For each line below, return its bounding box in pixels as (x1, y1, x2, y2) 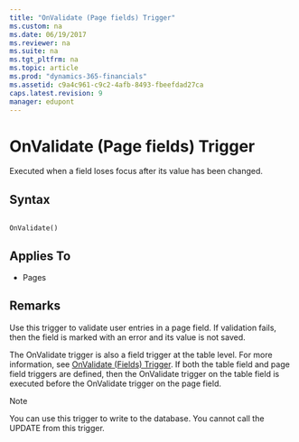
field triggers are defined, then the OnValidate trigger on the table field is (9, 368, 280, 379)
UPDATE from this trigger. (9, 422, 106, 433)
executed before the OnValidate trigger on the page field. (9, 378, 222, 389)
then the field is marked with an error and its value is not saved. (9, 331, 246, 343)
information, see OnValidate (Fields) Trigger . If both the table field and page (9, 358, 291, 370)
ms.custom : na (9, 22, 63, 31)
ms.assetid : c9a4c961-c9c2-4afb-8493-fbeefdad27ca (9, 80, 204, 89)
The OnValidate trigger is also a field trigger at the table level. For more (9, 349, 273, 360)
